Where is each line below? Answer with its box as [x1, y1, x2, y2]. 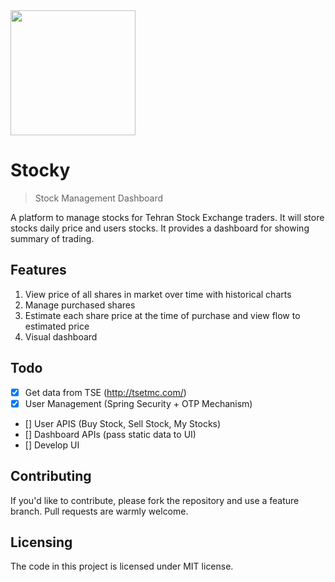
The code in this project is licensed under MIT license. [10, 560, 234, 573]
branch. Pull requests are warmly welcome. [10, 505, 189, 517]
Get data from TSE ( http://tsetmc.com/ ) [24, 386, 187, 398]
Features [10, 262, 67, 279]
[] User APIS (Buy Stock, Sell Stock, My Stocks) [24, 417, 222, 429]
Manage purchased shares [24, 299, 136, 311]
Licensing [10, 534, 73, 551]
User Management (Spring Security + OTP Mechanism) [24, 397, 253, 409]
